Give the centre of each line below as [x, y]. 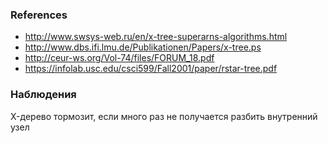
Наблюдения [43, 95]
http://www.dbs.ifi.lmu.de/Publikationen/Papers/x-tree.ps [143, 47]
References [39, 15]
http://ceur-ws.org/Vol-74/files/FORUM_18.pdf [119, 58]
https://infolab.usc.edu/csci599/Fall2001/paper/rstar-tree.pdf [151, 69]
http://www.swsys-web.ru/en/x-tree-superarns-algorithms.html [156, 37]
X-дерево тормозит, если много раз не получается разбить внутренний [164, 116]
